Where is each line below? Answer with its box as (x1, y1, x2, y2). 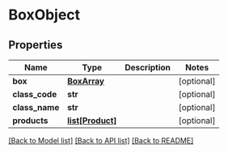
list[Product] (67, 115, 117, 126)
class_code (12, 89, 57, 100)
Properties (8, 38, 63, 52)
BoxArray (67, 75, 105, 87)
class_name (12, 102, 60, 113)
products (12, 115, 49, 126)
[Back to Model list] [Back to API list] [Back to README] (8, 136, 194, 145)
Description (125, 62, 171, 73)
